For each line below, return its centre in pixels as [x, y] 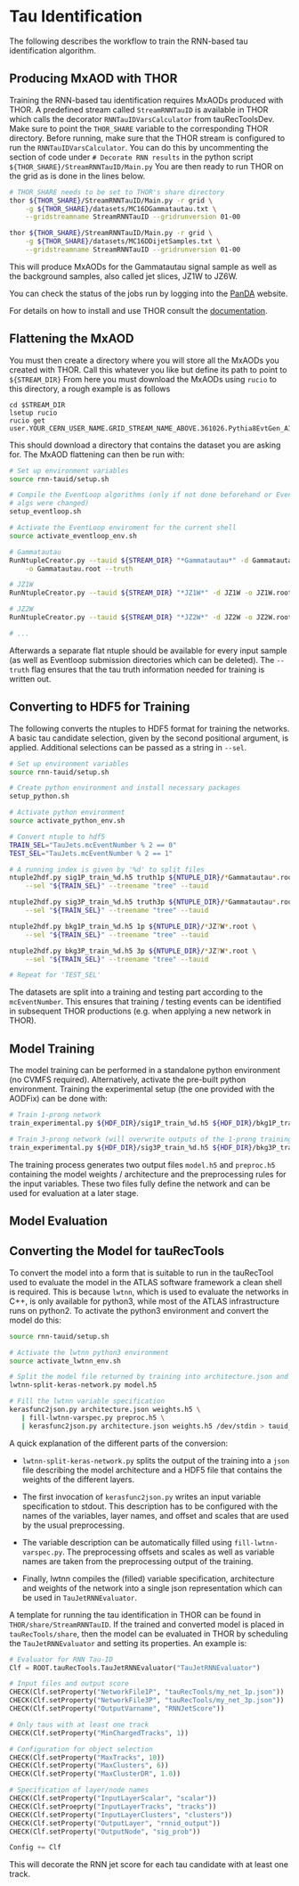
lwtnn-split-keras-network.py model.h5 [83, 1385]
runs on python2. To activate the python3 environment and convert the [139, 1310]
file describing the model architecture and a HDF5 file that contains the [152, 1470]
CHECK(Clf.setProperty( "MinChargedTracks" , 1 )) [99, 1733]
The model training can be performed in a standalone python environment [145, 1070]
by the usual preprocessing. [73, 1525]
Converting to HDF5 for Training [100, 707]
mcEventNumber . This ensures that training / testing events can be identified [145, 1002]
